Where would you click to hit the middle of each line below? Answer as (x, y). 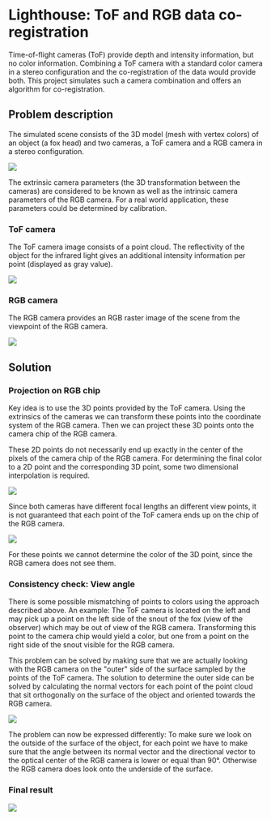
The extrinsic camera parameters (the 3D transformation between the (125, 182)
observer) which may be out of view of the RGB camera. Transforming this (132, 628)
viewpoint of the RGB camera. (58, 327)
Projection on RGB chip (55, 390)
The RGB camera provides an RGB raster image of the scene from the (124, 318)
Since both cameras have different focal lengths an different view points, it (133, 507)
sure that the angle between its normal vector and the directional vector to (132, 752)
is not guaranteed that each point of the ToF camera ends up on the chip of (134, 515)
